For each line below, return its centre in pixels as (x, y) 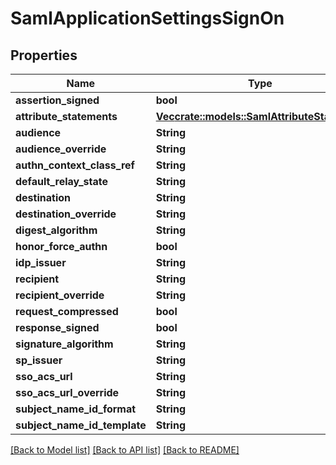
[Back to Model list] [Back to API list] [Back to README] (125, 450)
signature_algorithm (64, 344)
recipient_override (60, 295)
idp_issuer (41, 262)
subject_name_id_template (81, 425)
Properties (44, 55)
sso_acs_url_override (67, 392)
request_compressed (67, 311)
